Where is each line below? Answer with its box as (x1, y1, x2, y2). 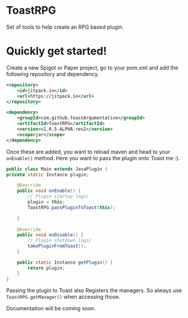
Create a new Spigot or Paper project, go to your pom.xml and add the (6, 64, 178, 71)
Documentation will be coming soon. (6, 305, 96, 312)
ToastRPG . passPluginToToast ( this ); (27, 204, 116, 210)
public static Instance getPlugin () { (17, 259, 113, 265)
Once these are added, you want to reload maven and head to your (6, 148, 171, 155)
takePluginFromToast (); (27, 243, 86, 249)
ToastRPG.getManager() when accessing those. (6, 293, 121, 301)
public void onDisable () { (17, 232, 84, 238)
